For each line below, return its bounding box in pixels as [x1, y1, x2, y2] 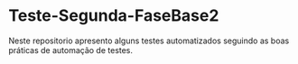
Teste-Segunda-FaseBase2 [8, 5, 219, 26]
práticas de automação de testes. [8, 44, 133, 55]
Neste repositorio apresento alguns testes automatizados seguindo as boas [8, 35, 290, 46]
